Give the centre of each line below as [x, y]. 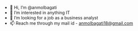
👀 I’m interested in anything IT [40, 13]
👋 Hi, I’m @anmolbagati [33, 8]
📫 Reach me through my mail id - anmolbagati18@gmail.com [71, 23]
